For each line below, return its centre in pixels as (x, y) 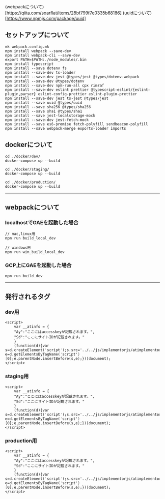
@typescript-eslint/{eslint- (121, 89)
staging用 (17, 376)
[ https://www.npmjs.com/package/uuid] (46, 18)
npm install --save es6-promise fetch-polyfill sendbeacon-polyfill (77, 124)
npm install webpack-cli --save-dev (42, 55)
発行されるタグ (28, 297)
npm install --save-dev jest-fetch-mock (47, 120)
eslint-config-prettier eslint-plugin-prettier (88, 94)
